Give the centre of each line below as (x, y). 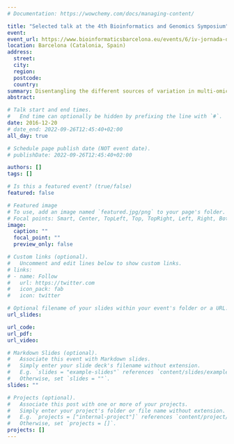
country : (26, 84)
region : (25, 71)
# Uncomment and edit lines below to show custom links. (95, 263)
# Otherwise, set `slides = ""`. (59, 379)
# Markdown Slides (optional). (53, 353)
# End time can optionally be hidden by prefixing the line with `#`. (115, 117)
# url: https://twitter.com (51, 283)
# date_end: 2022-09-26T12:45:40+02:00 (65, 129)
